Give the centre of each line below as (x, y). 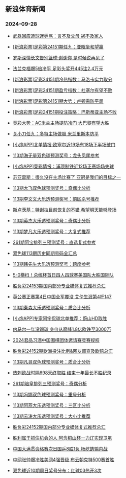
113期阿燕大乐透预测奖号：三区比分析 (51, 405)
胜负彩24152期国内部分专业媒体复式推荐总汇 (59, 427)
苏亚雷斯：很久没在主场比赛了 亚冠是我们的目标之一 (67, 177)
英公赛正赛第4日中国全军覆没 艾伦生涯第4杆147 (62, 297)
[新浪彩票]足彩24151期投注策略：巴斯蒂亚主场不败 (65, 112)
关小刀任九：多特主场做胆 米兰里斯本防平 (56, 133)
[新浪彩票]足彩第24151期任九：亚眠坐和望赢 (58, 47)
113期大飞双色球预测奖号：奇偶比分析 (51, 188)
